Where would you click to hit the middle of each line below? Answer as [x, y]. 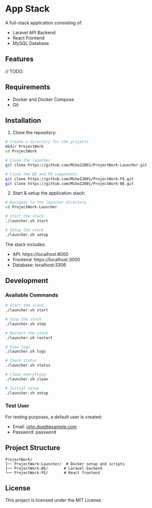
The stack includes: [26, 244]
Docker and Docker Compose [43, 99]
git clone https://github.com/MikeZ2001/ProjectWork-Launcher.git [76, 165]
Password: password [34, 432]
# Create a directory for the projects [47, 142]
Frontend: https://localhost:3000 [46, 259]
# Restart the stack [27, 333]
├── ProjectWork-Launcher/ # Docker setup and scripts [65, 464]
